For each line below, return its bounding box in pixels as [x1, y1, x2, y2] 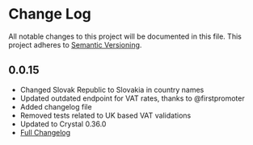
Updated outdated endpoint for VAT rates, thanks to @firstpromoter [19, 93, 245, 103]
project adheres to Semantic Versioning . [8, 39, 142, 49]
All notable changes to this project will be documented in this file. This [8, 31, 242, 41]
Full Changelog [19, 127, 71, 137]
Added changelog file [19, 101, 92, 111]
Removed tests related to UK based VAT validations [19, 110, 192, 120]
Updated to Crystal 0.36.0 [19, 118, 107, 129]
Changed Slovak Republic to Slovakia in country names [19, 85, 205, 94]
